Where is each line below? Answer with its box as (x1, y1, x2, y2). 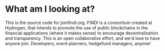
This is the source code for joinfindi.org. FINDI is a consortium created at (5, 20, 152, 25)
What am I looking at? (5, 3, 95, 15)
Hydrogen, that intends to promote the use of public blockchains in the (5, 25, 148, 30)
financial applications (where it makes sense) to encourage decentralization (5, 30, 159, 36)
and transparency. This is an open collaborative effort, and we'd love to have (5, 35, 160, 41)
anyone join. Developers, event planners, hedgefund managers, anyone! (5, 40, 151, 46)
